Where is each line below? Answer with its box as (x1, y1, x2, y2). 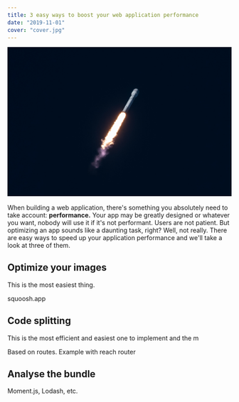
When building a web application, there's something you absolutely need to (7, 203, 228, 212)
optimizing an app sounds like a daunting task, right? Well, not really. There (7, 226, 228, 234)
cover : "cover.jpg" (7, 26, 65, 33)
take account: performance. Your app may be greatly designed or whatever (7, 211, 230, 219)
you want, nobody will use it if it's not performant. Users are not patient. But (7, 219, 230, 227)
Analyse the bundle (7, 368, 96, 380)
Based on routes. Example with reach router (7, 347, 137, 356)
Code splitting (7, 315, 71, 327)
